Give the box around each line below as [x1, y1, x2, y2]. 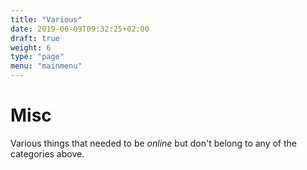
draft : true [10, 33, 60, 43]
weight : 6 [10, 42, 52, 53]
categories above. [10, 147, 85, 160]
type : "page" [10, 52, 65, 62]
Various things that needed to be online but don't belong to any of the [10, 137, 298, 149]
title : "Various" [10, 14, 83, 25]
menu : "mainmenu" [10, 61, 83, 71]
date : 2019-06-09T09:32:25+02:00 [10, 24, 150, 34]
